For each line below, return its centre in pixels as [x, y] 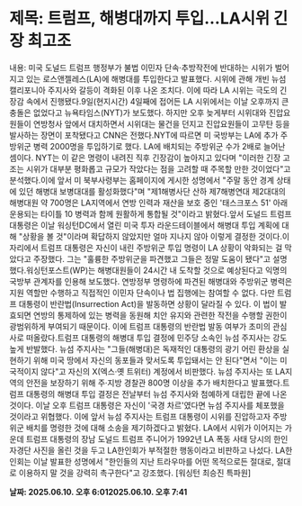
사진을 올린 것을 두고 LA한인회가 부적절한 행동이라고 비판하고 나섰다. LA [159, 450]
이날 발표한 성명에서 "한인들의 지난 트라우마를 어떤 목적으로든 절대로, [154, 461]
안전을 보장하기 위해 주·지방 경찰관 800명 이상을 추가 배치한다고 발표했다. [154, 383]
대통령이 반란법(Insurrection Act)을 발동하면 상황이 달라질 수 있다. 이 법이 [148, 303]
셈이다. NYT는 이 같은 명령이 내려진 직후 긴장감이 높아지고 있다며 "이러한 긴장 [145, 158]
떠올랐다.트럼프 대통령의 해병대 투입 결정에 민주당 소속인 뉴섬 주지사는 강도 [156, 338]
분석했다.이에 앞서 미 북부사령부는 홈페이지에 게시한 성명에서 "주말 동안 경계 [142, 180]
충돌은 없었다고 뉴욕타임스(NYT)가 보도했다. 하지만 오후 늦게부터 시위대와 [138, 113]
